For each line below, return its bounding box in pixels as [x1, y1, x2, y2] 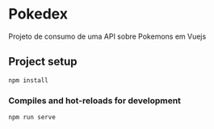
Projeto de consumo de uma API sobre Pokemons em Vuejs [8, 31, 207, 41]
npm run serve [8, 114, 57, 122]
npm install [8, 76, 48, 85]
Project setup [8, 55, 78, 69]
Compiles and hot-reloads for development [8, 94, 182, 106]
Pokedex [8, 5, 69, 23]
